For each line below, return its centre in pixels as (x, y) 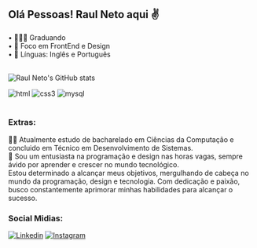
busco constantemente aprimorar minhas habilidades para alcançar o (121, 189)
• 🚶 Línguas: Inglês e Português (60, 54)
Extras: (22, 122)
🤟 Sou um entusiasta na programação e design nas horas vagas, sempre (126, 156)
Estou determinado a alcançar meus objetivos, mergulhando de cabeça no (128, 173)
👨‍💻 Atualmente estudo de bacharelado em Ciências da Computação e (121, 139)
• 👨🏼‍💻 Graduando (37, 37)
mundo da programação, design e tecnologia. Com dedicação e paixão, (124, 181)
